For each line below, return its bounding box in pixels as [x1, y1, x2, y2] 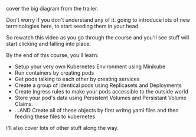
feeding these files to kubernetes [14, 113, 96, 120]
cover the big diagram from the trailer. [6, 5, 99, 12]
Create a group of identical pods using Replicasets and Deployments [14, 82, 182, 89]
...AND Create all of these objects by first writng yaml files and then [14, 107, 179, 113]
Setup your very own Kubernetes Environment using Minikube [14, 63, 166, 70]
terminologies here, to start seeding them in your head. [6, 23, 140, 29]
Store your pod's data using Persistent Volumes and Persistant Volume [14, 94, 187, 101]
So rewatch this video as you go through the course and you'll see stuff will [6, 34, 190, 41]
